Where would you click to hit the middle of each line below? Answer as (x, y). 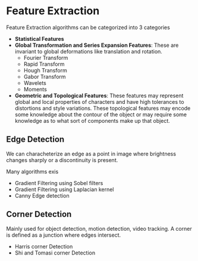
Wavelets (35, 83)
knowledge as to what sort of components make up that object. (92, 120)
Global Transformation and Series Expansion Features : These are (97, 45)
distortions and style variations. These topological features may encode (103, 108)
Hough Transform (45, 70)
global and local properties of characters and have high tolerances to (99, 101)
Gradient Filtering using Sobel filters (59, 183)
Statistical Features (39, 39)
